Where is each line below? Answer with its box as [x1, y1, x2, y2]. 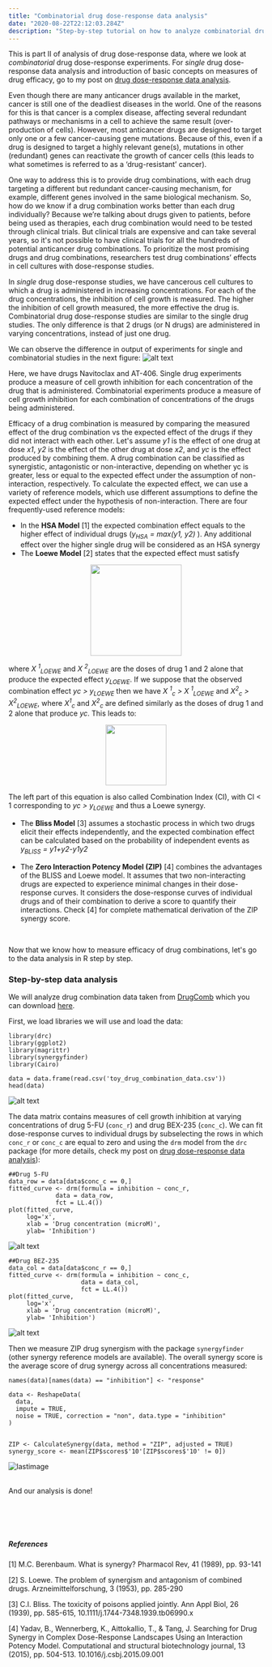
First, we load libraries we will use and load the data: [8, 1016, 184, 1026]
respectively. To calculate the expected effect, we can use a [48, 479, 249, 489]
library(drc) [8, 1032, 53, 1041]
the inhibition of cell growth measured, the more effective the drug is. [8, 303, 240, 313]
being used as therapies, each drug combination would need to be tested [8, 218, 253, 228]
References [8, 1539, 49, 1549]
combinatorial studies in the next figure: [8, 353, 142, 363]
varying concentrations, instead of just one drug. [8, 329, 172, 339]
